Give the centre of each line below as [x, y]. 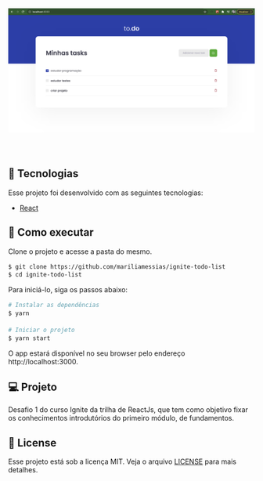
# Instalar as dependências [54, 306]
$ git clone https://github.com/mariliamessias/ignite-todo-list [117, 266]
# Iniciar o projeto [42, 330]
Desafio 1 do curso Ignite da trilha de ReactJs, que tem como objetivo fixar [128, 410]
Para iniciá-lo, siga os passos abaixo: [68, 290]
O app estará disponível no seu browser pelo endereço [97, 353]
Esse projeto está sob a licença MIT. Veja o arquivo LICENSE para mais [122, 461]
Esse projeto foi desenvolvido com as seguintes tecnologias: [106, 193]
